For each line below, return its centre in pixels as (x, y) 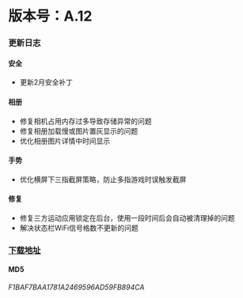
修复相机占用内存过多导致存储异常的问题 (85, 121)
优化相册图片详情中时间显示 (65, 141)
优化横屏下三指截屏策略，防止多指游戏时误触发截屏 (103, 179)
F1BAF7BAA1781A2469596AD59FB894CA (76, 287)
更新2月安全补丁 (46, 82)
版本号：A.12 (50, 16)
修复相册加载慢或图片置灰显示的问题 (79, 130)
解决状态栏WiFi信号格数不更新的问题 (79, 228)
